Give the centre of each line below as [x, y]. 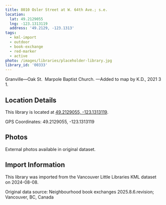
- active [19, 56]
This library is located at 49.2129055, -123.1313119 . [57, 112]
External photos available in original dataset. [50, 149]
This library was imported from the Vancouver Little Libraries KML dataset [81, 177]
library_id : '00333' [27, 65]
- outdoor [20, 42]
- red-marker [23, 51]
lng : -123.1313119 [29, 24]
